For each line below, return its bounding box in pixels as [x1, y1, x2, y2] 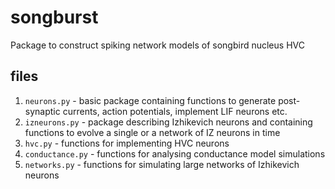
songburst [10, 6, 99, 29]
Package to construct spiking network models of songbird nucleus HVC [10, 39, 305, 51]
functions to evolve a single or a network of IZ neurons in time [24, 126, 281, 138]
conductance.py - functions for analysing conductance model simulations [24, 147, 326, 160]
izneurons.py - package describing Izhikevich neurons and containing [24, 116, 313, 128]
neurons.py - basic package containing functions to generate [24, 94, 277, 106]
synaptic [24, 105, 61, 117]
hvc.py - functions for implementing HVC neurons [24, 137, 230, 149]
